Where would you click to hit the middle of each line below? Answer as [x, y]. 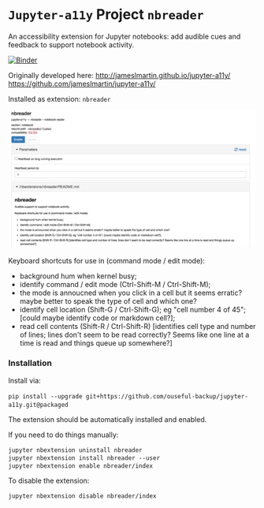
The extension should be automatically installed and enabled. [108, 419]
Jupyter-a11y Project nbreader [106, 15]
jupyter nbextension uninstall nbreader [76, 450]
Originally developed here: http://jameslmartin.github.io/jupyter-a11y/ [119, 75]
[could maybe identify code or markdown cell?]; [97, 318]
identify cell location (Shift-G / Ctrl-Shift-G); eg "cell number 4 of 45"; [133, 309]
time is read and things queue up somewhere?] [96, 343]
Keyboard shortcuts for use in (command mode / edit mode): [106, 260]
